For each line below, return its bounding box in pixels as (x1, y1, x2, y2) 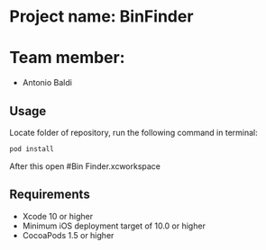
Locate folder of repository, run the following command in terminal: (9, 127, 259, 138)
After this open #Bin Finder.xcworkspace (9, 160, 161, 172)
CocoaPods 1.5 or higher (22, 229, 115, 240)
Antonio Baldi (22, 77, 72, 88)
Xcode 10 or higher (22, 210, 94, 221)
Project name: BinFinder (9, 6, 194, 27)
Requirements (9, 187, 90, 202)
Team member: (9, 48, 125, 68)
